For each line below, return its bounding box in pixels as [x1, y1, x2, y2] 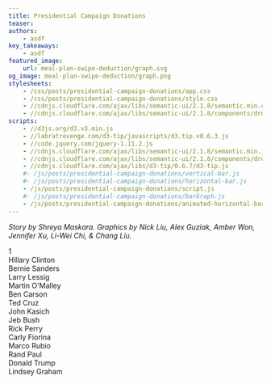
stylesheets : [8, 79, 52, 87]
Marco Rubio [8, 340, 51, 350]
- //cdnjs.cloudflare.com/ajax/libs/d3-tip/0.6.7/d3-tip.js [23, 162, 229, 171]
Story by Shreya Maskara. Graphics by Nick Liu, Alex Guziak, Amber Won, [8, 222, 256, 231]
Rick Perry [8, 323, 43, 333]
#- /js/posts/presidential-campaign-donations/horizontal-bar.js [23, 177, 248, 186]
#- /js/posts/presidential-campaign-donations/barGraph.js [23, 192, 226, 200]
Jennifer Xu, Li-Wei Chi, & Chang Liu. [8, 230, 132, 240]
